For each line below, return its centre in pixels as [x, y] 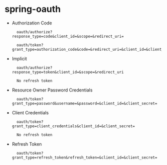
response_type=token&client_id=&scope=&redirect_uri [68, 72]
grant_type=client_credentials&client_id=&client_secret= [73, 126]
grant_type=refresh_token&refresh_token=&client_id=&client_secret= [84, 158]
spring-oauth [33, 9]
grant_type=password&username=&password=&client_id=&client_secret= [84, 103]
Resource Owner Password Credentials [52, 90]
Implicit [19, 59]
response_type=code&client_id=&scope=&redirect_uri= [68, 36]
